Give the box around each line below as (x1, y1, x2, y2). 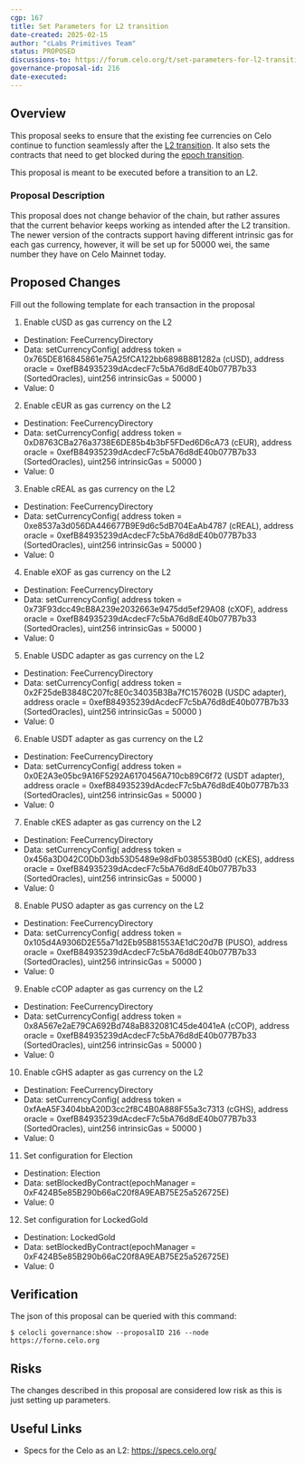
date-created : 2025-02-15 (10, 30, 108, 39)
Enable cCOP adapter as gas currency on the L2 (23, 983, 204, 994)
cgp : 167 (10, 13, 43, 23)
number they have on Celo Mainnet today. (10, 249, 167, 259)
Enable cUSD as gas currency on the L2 (23, 317, 173, 327)
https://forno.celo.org (10, 1336, 100, 1345)
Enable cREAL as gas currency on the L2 (23, 483, 176, 494)
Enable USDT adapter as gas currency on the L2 (23, 733, 204, 744)
